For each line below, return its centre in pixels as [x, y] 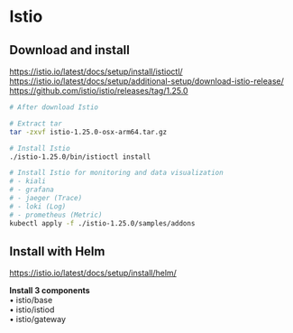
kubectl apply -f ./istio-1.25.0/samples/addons [102, 223]
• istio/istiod [32, 310]
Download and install [70, 50]
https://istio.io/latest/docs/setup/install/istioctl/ [96, 71]
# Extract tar [36, 124]
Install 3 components [50, 291]
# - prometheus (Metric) [56, 215]
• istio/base [31, 301]
